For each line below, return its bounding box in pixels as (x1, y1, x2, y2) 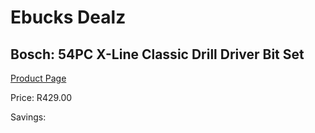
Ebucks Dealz (10, 6, 127, 29)
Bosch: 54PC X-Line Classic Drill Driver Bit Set (10, 46, 305, 63)
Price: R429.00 (10, 92, 73, 103)
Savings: (10, 111, 47, 123)
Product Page (10, 72, 67, 84)
